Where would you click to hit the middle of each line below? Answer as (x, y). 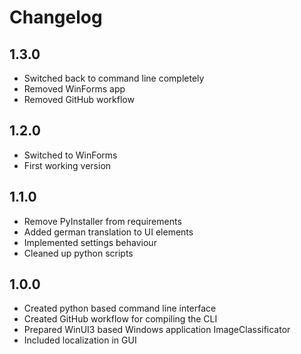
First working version (67, 165)
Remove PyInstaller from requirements (102, 221)
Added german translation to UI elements (108, 232)
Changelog (56, 17)
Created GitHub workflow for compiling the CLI (120, 319)
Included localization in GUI (80, 340)
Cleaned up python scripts (78, 253)
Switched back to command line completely (114, 78)
